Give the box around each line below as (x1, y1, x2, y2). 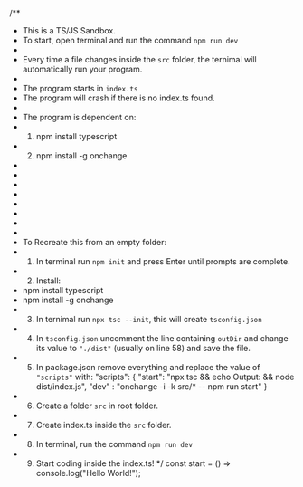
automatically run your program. (22, 63, 143, 74)
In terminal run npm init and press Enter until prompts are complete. (35, 256, 291, 266)
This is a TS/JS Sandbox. (22, 25, 116, 35)
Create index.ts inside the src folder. (35, 420, 172, 430)
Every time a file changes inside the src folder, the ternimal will (22, 54, 257, 64)
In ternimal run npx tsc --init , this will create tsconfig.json (35, 314, 262, 324)
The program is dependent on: (22, 112, 137, 122)
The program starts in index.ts (22, 83, 138, 93)
